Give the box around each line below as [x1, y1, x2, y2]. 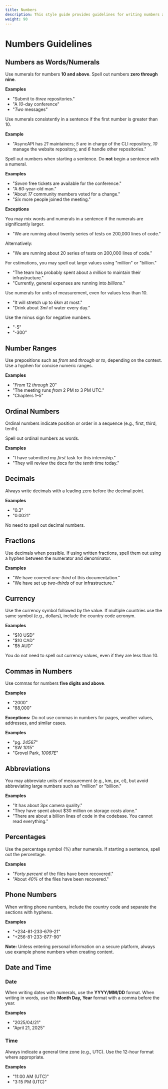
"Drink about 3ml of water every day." [12, 305, 90, 311]
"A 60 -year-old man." [12, 186, 56, 192]
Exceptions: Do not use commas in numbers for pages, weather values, [5, 715, 153, 721]
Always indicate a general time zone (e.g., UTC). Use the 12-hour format [5, 1049, 154, 1055]
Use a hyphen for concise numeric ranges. [5, 363, 93, 369]
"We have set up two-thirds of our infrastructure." [12, 580, 115, 586]
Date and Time [5, 963, 51, 972]
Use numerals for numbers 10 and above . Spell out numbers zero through [5, 71, 158, 77]
